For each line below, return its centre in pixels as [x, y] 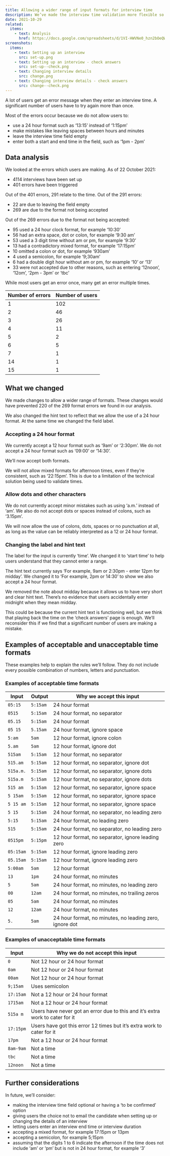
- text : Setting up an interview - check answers [68, 62]
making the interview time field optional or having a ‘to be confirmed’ [84, 1105]
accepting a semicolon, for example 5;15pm [58, 1138]
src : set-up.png [36, 57]
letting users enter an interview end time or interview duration [77, 1127]
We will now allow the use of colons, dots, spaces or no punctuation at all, [82, 526]
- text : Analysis [33, 34]
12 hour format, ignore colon [87, 738]
